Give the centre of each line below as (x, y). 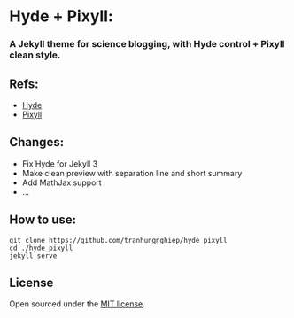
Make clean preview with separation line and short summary (132, 173)
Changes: (37, 142)
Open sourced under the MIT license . (77, 304)
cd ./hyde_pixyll (41, 248)
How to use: (43, 220)
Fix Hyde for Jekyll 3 (60, 163)
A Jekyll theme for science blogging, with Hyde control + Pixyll (147, 44)
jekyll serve (33, 256)
